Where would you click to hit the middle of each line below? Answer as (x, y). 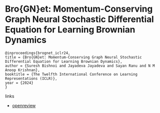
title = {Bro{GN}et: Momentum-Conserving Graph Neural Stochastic (73, 57)
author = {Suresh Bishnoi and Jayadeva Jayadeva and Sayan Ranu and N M (80, 66)
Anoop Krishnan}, (23, 70)
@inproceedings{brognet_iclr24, (38, 53)
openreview (24, 105)
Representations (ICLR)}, (31, 78)
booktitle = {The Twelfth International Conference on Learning (71, 74)
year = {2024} (19, 83)
